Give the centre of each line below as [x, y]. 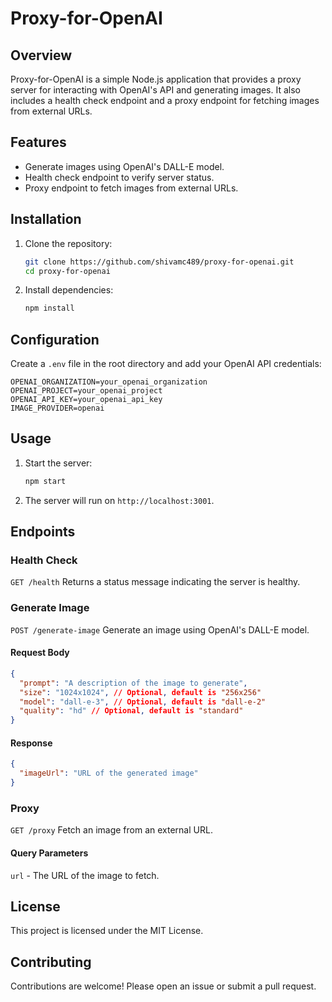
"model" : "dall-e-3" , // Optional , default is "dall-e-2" [143, 702]
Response [31, 743]
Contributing [51, 962]
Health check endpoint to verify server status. [119, 177]
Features [38, 142]
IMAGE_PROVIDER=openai [57, 408]
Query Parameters [49, 853]
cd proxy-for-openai [67, 271]
